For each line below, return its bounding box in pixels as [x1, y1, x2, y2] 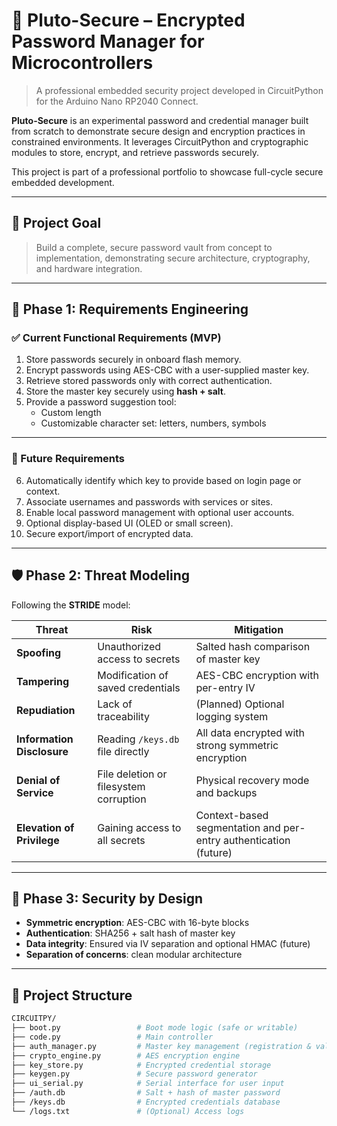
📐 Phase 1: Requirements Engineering [11, 301, 249, 318]
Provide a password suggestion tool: [25, 396, 177, 408]
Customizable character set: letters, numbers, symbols [40, 417, 267, 429]
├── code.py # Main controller [11, 1032, 214, 1042]
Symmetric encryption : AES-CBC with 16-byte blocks [25, 917, 250, 929]
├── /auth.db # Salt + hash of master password [11, 1088, 281, 1098]
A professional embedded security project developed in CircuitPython [35, 84, 324, 96]
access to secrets [97, 652, 181, 666]
